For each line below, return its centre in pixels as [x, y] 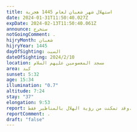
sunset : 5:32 [23, 74]
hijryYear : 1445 [27, 46]
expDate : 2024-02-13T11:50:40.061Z [51, 23]
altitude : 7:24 [26, 91]
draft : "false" [26, 119]
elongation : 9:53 [28, 102]
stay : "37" [20, 97]
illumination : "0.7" [33, 86]
